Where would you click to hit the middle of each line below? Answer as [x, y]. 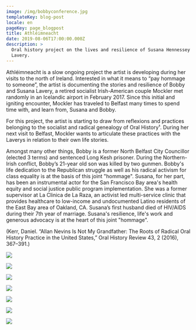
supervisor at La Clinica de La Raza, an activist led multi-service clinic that [96, 195]
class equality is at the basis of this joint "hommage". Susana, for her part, [95, 176]
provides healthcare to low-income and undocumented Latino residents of [96, 201]
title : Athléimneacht [33, 34]
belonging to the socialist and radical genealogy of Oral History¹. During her [97, 127]
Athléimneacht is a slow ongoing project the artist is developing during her [96, 72]
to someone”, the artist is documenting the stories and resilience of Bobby [96, 84]
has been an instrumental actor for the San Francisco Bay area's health [92, 182]
